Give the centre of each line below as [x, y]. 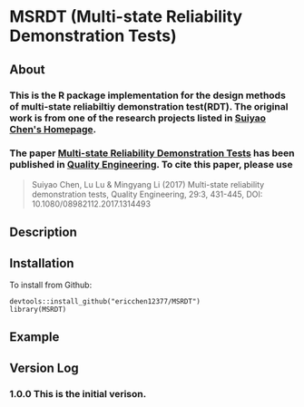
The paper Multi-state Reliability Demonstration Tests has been [152, 153]
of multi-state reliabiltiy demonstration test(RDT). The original [149, 106]
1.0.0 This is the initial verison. [78, 393]
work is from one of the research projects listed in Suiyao [137, 118]
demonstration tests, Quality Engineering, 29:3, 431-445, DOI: [147, 194]
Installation [42, 263]
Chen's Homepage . [53, 129]
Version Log [44, 368]
